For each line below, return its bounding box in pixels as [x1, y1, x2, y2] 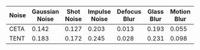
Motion [170, 8, 191, 15]
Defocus [117, 8, 142, 15]
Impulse [87, 8, 111, 15]
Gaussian [32, 8, 60, 15]
